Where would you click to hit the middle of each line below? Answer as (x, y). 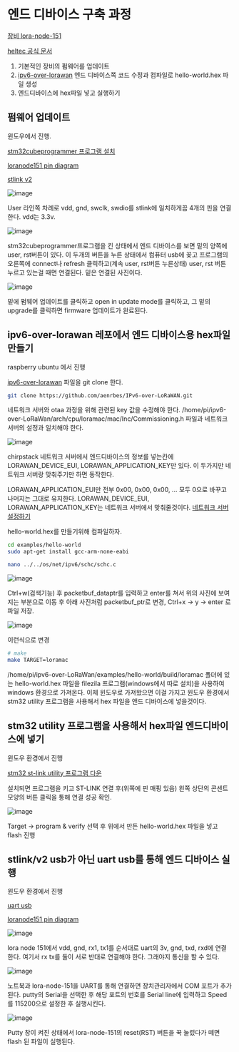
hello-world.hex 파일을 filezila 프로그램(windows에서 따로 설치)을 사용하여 (119, 683)
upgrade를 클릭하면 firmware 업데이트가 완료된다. (78, 310)
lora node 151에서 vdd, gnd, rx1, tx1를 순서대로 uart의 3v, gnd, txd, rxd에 (111, 948)
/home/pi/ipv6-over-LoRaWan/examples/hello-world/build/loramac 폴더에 (115, 674)
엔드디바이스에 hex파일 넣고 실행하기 (69, 93)
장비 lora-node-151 (35, 36)
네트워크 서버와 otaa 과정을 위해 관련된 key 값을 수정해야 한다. (94, 410)
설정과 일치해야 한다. (55, 428)
